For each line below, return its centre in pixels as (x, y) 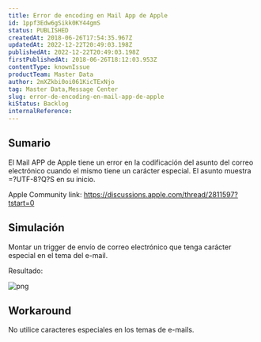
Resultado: (26, 271)
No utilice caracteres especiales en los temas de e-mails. (101, 330)
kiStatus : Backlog (38, 104)
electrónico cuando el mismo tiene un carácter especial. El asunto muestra (130, 170)
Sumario (30, 143)
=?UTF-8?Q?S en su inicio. (52, 179)
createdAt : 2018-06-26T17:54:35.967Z (70, 38)
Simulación (36, 228)
